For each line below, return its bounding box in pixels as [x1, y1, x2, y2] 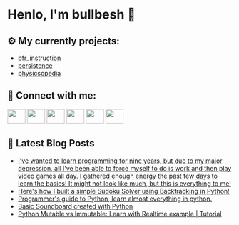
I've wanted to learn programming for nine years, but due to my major [17, 156, 223, 165]
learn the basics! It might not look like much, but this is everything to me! [17, 179, 232, 188]
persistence [17, 61, 54, 70]
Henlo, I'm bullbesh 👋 [7, 6, 136, 23]
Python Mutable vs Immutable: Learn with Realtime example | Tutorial [17, 209, 222, 218]
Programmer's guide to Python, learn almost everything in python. [17, 194, 213, 203]
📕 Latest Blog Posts [7, 137, 95, 149]
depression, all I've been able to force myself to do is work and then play [17, 164, 232, 172]
